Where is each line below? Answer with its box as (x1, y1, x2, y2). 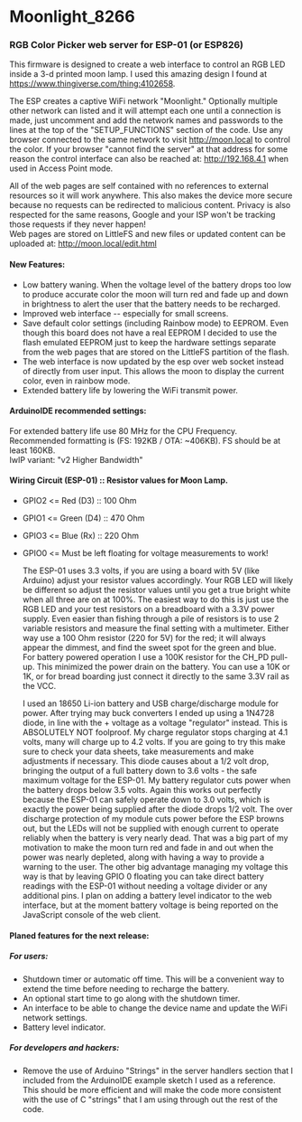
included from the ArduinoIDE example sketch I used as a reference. (22, 1074, 277, 1086)
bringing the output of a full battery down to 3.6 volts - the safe (22, 766, 257, 777)
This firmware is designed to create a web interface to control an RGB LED (9, 59, 286, 70)
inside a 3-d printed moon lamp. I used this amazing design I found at (9, 69, 268, 80)
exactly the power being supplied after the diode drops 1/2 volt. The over (22, 804, 293, 815)
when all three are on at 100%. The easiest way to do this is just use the (22, 594, 289, 605)
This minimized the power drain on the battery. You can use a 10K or (36, 662, 290, 673)
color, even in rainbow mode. (22, 375, 131, 386)
